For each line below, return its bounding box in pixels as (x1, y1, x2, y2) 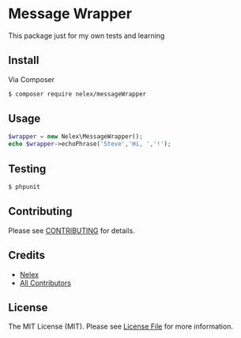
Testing (8, 162, 47, 175)
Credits (8, 249, 46, 262)
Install (8, 54, 40, 67)
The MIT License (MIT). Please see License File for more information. (8, 321, 233, 332)
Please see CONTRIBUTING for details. (8, 226, 136, 235)
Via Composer (8, 74, 55, 84)
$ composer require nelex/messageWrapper (8, 90, 147, 98)
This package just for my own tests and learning (8, 31, 165, 40)
